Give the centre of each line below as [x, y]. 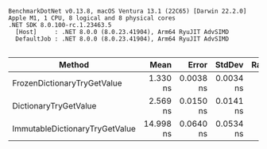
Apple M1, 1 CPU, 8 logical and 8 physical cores [92, 18]
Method [74, 65]
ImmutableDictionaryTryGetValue [74, 129]
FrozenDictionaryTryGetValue [67, 83]
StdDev [229, 65]
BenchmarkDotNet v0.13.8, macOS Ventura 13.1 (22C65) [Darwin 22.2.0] [128, 11]
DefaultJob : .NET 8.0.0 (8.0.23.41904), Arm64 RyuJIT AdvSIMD [122, 39]
